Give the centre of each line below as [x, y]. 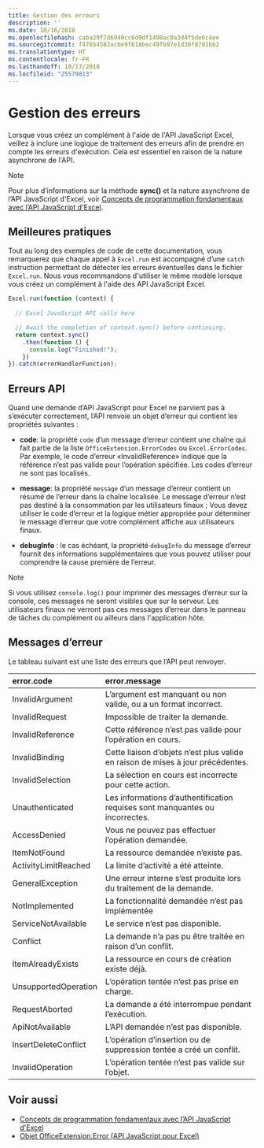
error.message [133, 680]
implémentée [129, 910]
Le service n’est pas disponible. [163, 924]
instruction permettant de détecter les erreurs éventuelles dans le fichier [126, 268]
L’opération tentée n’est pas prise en [172, 981]
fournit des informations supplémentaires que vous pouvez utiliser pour [135, 554]
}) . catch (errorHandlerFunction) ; [63, 364]
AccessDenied [39, 835]
